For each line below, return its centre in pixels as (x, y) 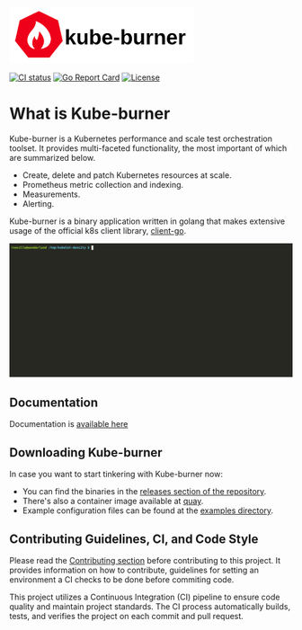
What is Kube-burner (90, 114)
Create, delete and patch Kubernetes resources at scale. (127, 175)
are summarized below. (53, 157)
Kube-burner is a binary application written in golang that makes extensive (147, 221)
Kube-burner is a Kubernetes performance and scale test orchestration (141, 138)
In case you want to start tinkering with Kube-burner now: (116, 475)
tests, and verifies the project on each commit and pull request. (127, 616)
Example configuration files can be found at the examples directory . (148, 510)
